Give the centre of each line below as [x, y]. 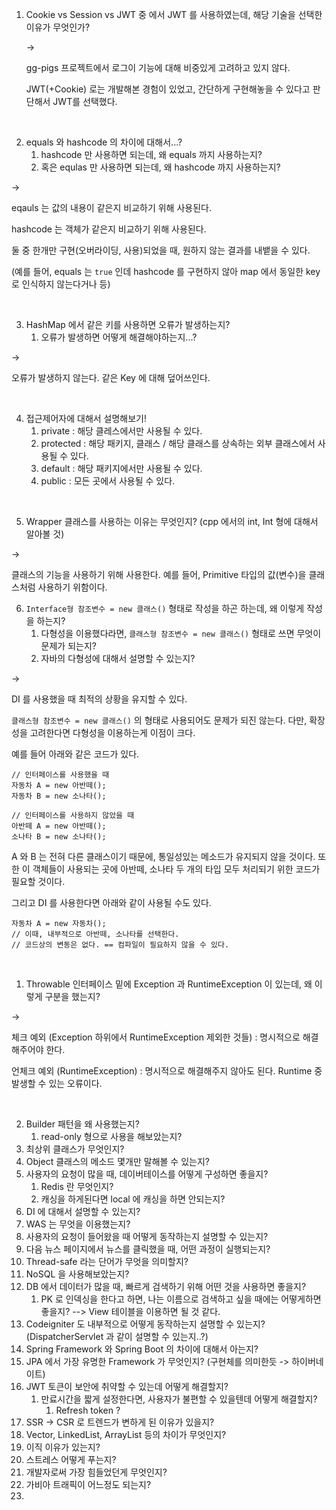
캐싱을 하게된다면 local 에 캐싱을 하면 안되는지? [133, 1199]
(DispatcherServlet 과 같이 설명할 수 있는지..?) [117, 1336]
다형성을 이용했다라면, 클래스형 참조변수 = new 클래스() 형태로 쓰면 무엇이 [181, 633]
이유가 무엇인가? [58, 27]
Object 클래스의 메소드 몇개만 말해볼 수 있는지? [117, 1161]
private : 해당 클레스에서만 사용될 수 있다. [121, 431]
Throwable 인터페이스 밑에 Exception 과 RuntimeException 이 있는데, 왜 [169, 984]
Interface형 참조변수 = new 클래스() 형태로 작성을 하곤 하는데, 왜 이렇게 [165, 608]
